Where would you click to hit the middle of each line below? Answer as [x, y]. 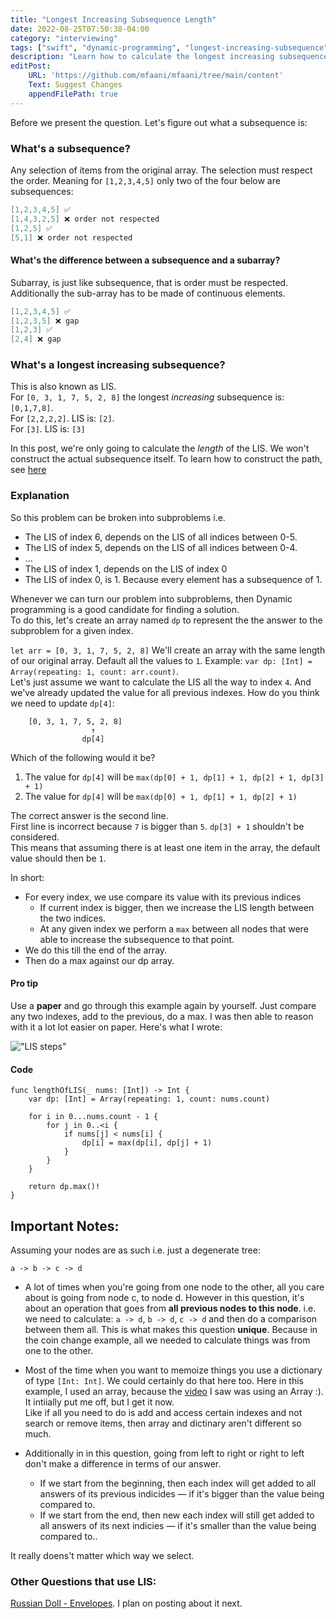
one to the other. [59, 1350]
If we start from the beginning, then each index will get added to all [178, 1483]
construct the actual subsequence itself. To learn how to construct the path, [166, 459]
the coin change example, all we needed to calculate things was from [167, 1340]
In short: [27, 877]
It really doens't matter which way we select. [102, 1555]
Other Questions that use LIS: [83, 1581]
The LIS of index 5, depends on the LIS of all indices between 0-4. [161, 547]
